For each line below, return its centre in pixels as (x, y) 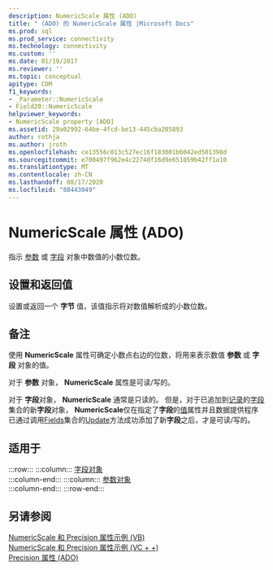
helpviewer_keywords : (45, 115)
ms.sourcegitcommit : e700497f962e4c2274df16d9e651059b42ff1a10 (118, 159)
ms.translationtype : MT (49, 168)
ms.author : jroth (38, 144)
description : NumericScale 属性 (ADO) (73, 16)
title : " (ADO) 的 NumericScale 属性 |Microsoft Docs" (102, 24)
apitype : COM (30, 84)
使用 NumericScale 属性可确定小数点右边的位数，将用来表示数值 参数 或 (129, 355)
